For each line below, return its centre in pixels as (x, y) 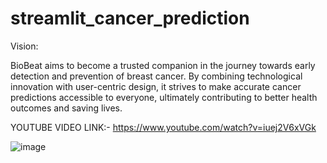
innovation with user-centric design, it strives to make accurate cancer (156, 86)
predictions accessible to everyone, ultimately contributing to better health (164, 97)
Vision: (24, 46)
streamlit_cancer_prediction (130, 18)
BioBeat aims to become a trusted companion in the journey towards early (163, 65)
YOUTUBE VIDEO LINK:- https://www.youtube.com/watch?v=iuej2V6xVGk (163, 127)
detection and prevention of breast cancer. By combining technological (156, 76)
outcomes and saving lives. (66, 108)
